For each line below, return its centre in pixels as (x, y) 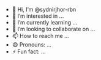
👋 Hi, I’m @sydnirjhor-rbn (44, 9)
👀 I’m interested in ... (38, 16)
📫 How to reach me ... (40, 36)
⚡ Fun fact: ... (29, 51)
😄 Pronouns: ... (32, 45)
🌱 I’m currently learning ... (45, 22)
